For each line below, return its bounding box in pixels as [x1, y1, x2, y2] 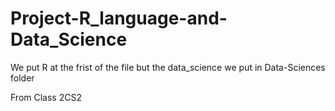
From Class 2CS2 [10, 91, 82, 103]
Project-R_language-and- [10, 7, 228, 30]
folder [10, 72, 35, 84]
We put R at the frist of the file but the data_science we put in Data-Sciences [10, 61, 326, 73]
